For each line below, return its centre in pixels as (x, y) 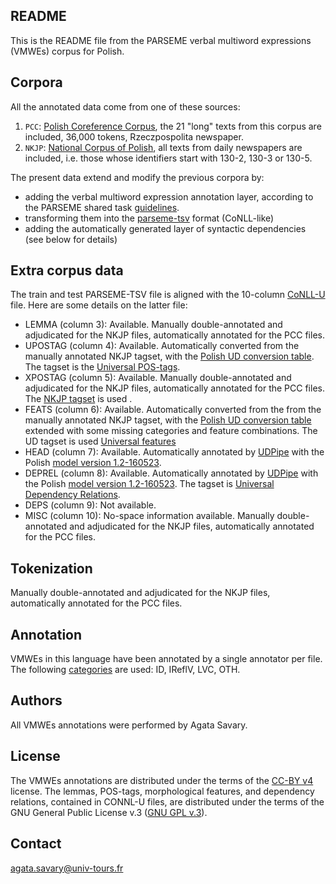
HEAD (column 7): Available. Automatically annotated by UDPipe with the (174, 452)
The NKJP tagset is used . (78, 399)
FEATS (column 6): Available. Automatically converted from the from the (173, 410)
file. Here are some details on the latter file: (99, 305)
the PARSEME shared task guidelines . (102, 207)
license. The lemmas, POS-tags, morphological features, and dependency (162, 791)
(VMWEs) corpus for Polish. (67, 51)
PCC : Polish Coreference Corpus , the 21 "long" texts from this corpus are (173, 126)
